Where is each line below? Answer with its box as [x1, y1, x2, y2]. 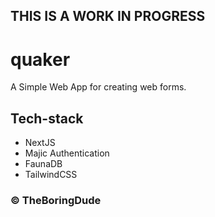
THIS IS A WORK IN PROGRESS [10, 8, 206, 25]
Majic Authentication [24, 147, 110, 159]
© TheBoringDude [10, 194, 102, 208]
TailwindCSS [24, 169, 78, 181]
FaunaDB [24, 158, 63, 170]
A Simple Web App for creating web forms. [10, 81, 187, 93]
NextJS [24, 137, 56, 149]
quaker [10, 48, 71, 71]
